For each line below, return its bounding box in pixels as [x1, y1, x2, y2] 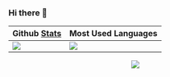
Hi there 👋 [8, 7, 48, 18]
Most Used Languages [68, 28, 158, 39]
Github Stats [12, 28, 62, 39]
